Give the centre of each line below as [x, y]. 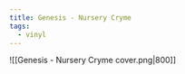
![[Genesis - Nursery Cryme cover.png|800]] [93, 60]
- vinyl [32, 34]
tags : [19, 26]
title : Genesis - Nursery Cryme [70, 18]
